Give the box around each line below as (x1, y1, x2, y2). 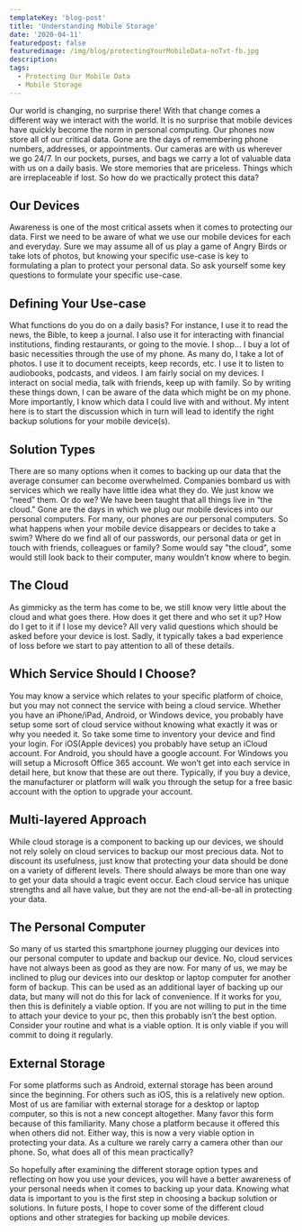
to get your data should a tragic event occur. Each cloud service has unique (9, 874, 289, 885)
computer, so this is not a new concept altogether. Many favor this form (9, 1109, 274, 1119)
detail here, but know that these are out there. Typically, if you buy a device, (9, 767, 290, 778)
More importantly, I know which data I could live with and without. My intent (9, 397, 289, 407)
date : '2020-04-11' (9, 30, 83, 39)
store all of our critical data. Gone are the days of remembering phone (9, 133, 269, 144)
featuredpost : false (9, 38, 87, 48)
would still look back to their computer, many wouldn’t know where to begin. (9, 552, 292, 563)
